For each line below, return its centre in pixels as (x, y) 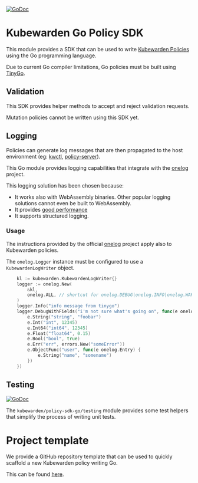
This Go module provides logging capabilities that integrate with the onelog (97, 167)
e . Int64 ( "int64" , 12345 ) (58, 328)
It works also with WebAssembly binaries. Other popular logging (93, 197)
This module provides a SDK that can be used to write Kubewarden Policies (98, 49)
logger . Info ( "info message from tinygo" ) (68, 306)
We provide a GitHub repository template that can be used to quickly (89, 456)
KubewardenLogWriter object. (40, 268)
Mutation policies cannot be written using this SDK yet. (73, 117)
